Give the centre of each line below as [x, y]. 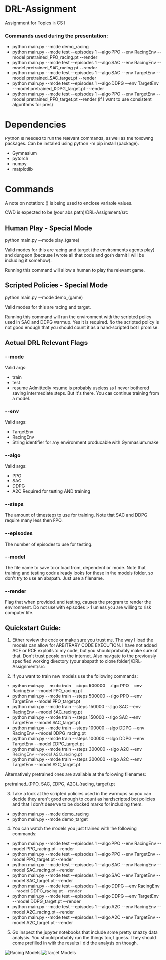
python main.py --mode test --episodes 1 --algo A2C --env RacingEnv [84, 907]
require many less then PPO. [34, 520]
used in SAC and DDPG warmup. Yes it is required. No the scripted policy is [82, 322]
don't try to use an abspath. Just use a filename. [55, 578]
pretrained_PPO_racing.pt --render [62, 57]
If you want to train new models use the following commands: [75, 676]
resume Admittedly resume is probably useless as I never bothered [81, 388]
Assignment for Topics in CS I [35, 23]
